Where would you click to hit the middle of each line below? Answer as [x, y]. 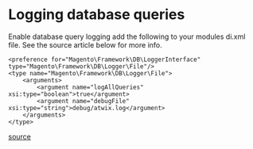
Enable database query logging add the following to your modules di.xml [127, 36]
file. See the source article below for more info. [85, 44]
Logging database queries [97, 15]
